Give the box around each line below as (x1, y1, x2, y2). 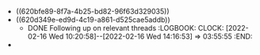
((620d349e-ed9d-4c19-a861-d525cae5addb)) (15, 15, 170, 24)
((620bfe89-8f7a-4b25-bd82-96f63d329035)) (15, 7, 170, 16)
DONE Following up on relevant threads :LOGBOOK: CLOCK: (27, 24, 224, 32)
